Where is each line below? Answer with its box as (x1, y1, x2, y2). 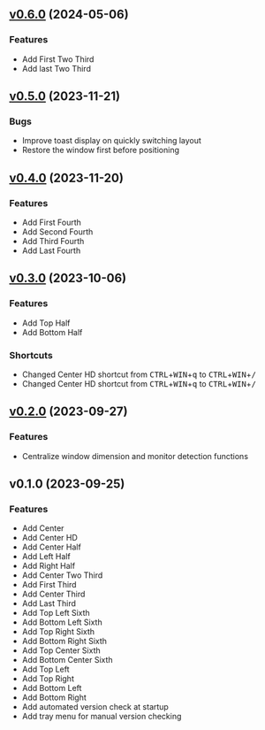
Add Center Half (21, 542, 81, 552)
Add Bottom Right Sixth (21, 636, 108, 647)
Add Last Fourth (21, 245, 81, 256)
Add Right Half (21, 561, 76, 572)
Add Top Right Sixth (21, 626, 95, 637)
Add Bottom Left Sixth (21, 617, 103, 627)
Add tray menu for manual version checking (21, 711, 182, 722)
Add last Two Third (21, 63, 91, 73)
